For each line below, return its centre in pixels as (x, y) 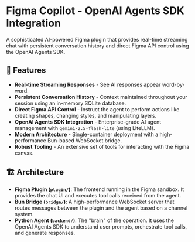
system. (24, 214)
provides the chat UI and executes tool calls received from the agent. (98, 195)
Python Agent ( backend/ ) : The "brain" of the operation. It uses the (94, 220)
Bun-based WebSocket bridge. (85, 140)
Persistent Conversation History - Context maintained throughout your (101, 97)
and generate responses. (45, 233)
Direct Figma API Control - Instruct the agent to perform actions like (97, 109)
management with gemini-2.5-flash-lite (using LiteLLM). (85, 128)
